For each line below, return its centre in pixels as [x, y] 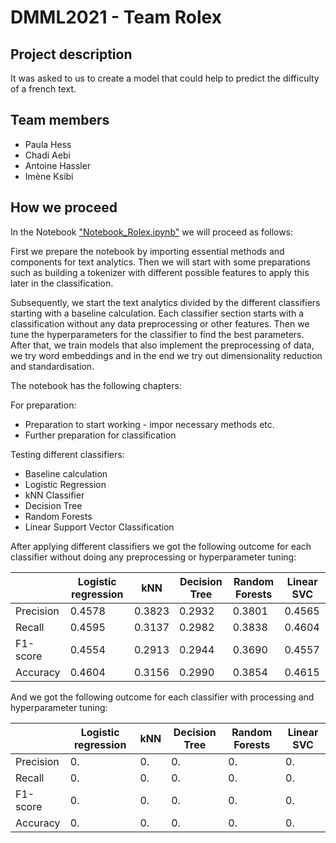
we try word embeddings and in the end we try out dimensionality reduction [166, 355]
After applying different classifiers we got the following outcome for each [161, 546]
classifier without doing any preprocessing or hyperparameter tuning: [153, 557]
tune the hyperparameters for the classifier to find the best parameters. [157, 334]
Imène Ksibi [49, 176]
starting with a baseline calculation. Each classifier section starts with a [157, 313]
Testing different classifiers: [67, 454]
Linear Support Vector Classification [99, 527]
